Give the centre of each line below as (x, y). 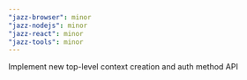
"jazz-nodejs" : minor (48, 25)
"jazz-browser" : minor (50, 17)
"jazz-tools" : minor (46, 42)
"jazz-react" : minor (46, 33)
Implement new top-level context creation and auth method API (123, 67)
